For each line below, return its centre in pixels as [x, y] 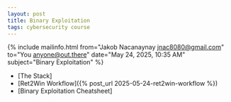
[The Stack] [35, 76]
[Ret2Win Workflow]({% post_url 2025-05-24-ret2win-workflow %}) [118, 84]
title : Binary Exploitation [49, 21]
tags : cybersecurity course [49, 27]
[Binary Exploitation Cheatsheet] [65, 91]
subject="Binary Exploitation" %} [56, 62]
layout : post [27, 14]
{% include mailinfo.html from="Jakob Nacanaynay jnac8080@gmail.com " [116, 47]
